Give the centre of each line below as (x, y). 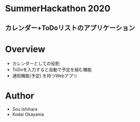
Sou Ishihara (25, 109)
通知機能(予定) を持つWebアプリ (45, 75)
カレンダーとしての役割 (36, 63)
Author (20, 96)
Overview (25, 49)
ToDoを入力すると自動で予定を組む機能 (52, 70)
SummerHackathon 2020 (58, 9)
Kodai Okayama (28, 114)
